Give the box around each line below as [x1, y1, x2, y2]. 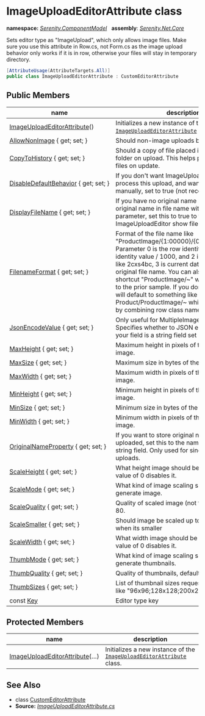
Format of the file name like [115, 229, 194, 237]
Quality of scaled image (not [115, 499, 197, 507]
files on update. [115, 161, 160, 170]
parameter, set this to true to [115, 212, 197, 220]
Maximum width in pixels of [115, 368, 194, 377]
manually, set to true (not [115, 186, 187, 195]
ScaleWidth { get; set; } [9, 537, 75, 546]
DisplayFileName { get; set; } [9, 208, 90, 216]
